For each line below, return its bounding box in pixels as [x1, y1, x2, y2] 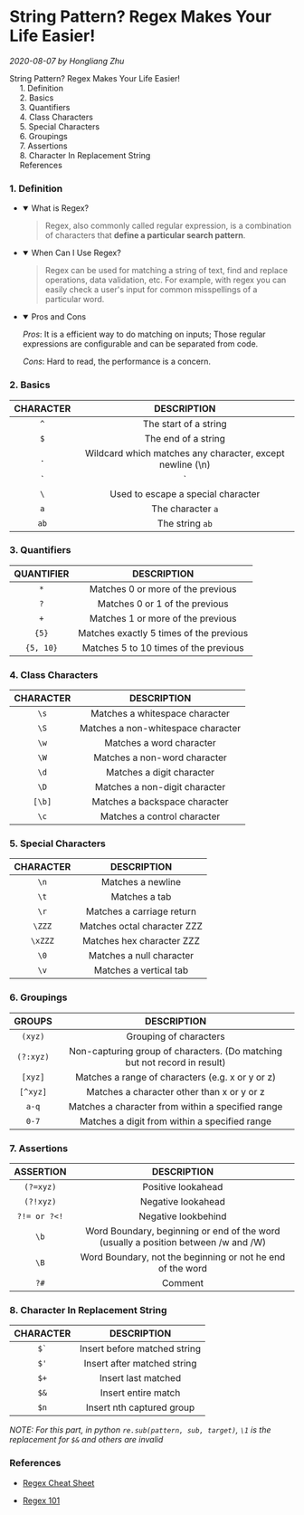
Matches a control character [100, 810, 221, 823]
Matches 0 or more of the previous [89, 582, 237, 595]
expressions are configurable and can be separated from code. [22, 338, 259, 349]
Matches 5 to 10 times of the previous [81, 641, 244, 653]
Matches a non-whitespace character [80, 722, 242, 735]
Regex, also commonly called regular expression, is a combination [44, 220, 292, 232]
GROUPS [14, 1015, 52, 1027]
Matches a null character [88, 949, 195, 962]
